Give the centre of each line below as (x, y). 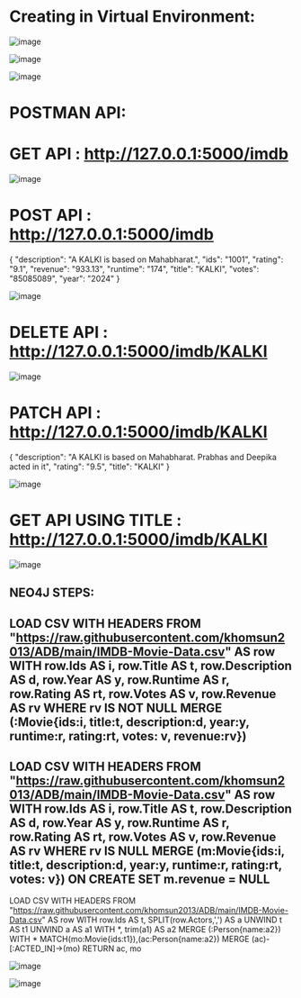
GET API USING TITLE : (96, 521)
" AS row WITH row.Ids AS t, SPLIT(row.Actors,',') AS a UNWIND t (162, 920)
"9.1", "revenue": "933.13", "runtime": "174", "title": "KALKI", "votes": (134, 269)
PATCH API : (55, 413)
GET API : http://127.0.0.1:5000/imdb (149, 154)
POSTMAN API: (68, 113)
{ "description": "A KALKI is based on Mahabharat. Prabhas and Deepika (143, 457)
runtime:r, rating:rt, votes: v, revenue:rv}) (128, 736)
